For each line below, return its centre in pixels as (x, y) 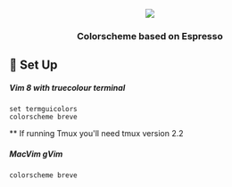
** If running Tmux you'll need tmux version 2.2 (96, 134)
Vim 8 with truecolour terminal (67, 87)
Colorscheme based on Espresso (150, 36)
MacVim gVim (36, 154)
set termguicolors (43, 110)
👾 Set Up (33, 65)
